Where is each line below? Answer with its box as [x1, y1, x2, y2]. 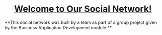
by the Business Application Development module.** [4, 24, 112, 30]
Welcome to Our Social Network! [14, 3, 152, 15]
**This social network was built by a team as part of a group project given [4, 19, 157, 25]
